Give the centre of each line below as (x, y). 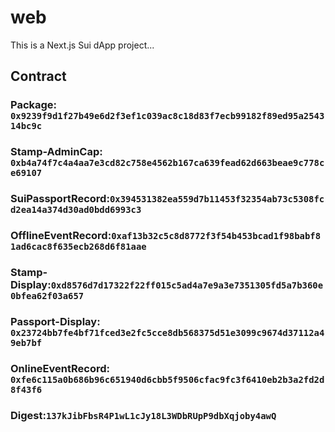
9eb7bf (26, 342)
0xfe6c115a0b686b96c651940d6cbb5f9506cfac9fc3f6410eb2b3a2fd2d (167, 379)
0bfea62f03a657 (47, 295)
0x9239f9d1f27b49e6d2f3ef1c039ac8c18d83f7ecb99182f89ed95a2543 (167, 116)
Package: (34, 105)
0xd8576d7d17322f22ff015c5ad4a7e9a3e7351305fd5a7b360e (187, 285)
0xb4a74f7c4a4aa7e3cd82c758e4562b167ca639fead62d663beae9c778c (167, 163)
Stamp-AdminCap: (56, 152)
